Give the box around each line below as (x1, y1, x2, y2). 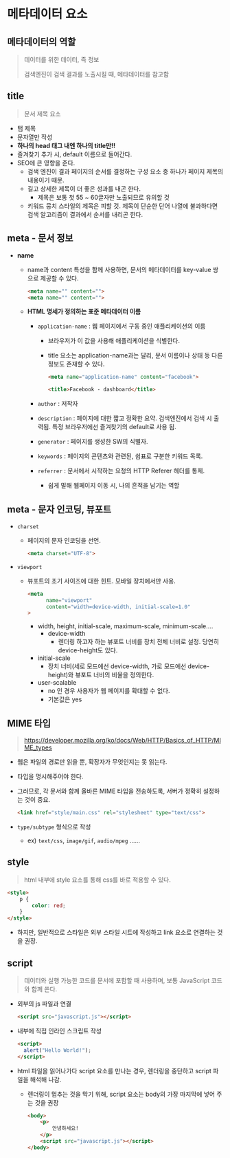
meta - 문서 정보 (7, 232, 73, 245)
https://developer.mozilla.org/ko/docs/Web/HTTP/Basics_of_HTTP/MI (23, 736, 222, 745)
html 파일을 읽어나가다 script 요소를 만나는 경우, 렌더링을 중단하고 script (16, 1066, 211, 1075)
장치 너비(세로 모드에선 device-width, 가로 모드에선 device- (47, 662, 210, 670)
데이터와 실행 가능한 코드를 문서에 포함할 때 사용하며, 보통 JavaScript (23, 976, 210, 984)
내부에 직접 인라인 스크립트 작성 (16, 1026, 102, 1035)
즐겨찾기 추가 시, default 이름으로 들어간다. (16, 149, 133, 158)
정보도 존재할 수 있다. (47, 360, 105, 369)
